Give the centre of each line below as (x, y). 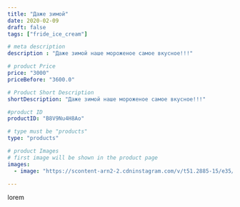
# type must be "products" (47, 132)
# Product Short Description (51, 92)
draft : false (27, 27)
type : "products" (33, 138)
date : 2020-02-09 (33, 21)
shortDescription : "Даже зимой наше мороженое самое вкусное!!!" (106, 99)
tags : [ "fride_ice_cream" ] (47, 34)
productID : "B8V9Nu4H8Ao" (46, 118)
